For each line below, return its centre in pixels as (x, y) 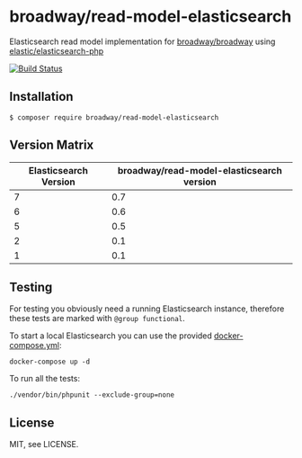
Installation (41, 97)
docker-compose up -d (50, 362)
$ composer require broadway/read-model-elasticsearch (114, 117)
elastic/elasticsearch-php (57, 50)
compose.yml (35, 346)
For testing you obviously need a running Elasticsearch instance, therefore (147, 309)
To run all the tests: (45, 379)
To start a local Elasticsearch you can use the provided (111, 336)
